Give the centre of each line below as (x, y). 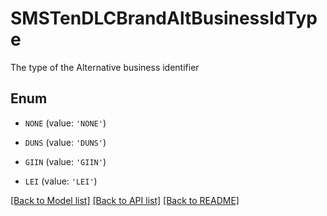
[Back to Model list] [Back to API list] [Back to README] (125, 200)
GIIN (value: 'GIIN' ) (65, 161)
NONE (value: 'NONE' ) (65, 123)
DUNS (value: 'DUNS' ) (65, 142)
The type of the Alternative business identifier (105, 67)
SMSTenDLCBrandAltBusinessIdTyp (164, 18)
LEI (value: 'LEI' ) (61, 181)
